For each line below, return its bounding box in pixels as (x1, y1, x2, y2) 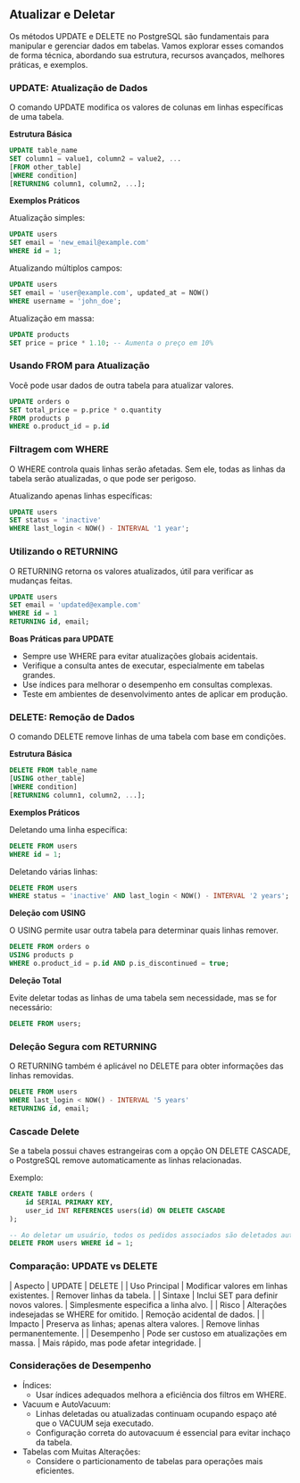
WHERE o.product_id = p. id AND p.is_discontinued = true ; (9, 959, 229, 968)
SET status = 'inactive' (9, 515, 102, 525)
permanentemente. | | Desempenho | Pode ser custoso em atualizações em (9, 1328, 287, 1338)
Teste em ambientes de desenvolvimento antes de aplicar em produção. (21, 689, 288, 700)
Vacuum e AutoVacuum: (21, 1398, 112, 1410)
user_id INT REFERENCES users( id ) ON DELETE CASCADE (25, 1206, 226, 1215)
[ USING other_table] (9, 775, 87, 783)
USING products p (9, 951, 74, 959)
